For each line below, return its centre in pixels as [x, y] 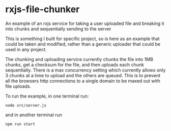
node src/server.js [26, 105]
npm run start [20, 124]
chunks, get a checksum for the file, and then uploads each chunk [75, 64]
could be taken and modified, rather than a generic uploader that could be [83, 44]
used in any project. [26, 49]
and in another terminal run [34, 115]
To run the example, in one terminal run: [47, 96]
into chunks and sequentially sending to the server [58, 28]
